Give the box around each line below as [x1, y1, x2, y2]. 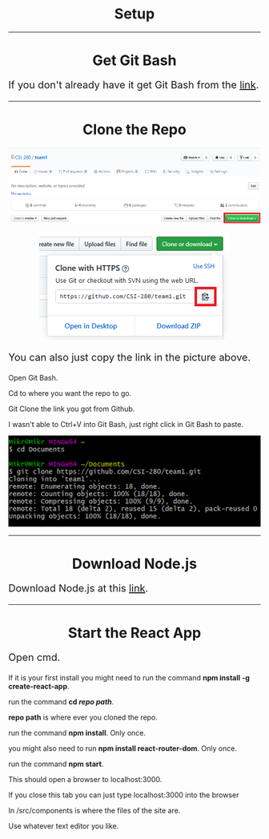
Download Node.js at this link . [8, 582, 149, 595]
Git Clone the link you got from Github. [8, 404, 135, 413]
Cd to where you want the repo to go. [8, 388, 132, 397]
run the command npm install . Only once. [8, 728, 147, 738]
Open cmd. [8, 651, 61, 664]
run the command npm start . [8, 759, 104, 769]
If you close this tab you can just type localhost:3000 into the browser [8, 790, 239, 800]
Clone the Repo [82, 121, 187, 139]
